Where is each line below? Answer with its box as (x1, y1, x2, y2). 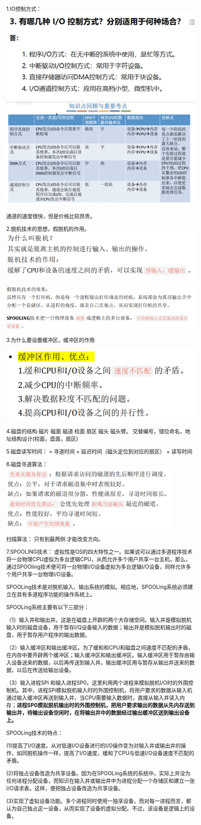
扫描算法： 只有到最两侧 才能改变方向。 (6, 535, 103, 543)
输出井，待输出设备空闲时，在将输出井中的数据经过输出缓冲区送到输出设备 (6, 709, 190, 717)
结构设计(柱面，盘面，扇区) (11, 435, 79, 442)
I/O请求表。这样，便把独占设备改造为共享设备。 (6, 785, 124, 792)
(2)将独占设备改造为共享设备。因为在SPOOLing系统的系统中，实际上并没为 (6, 770, 191, 777)
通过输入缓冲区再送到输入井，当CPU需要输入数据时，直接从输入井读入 (6, 694, 180, 702)
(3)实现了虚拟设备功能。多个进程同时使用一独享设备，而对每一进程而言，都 (6, 797, 191, 805)
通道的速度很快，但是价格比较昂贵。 (6, 213, 96, 220)
